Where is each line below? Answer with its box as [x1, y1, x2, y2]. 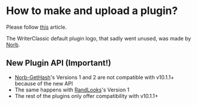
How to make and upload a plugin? [6, 4, 178, 18]
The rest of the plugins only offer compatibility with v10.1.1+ [14, 92, 159, 99]
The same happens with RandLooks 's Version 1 [14, 86, 130, 93]
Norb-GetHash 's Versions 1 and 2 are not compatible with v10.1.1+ [14, 73, 175, 80]
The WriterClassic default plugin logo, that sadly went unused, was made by [6, 35, 192, 42]
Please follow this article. [6, 23, 67, 31]
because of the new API [14, 80, 73, 87]
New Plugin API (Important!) [6, 58, 111, 68]
